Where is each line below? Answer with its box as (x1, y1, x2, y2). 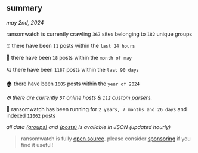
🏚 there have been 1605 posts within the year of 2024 (6, 80, 140, 87)
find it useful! (20, 141, 54, 148)
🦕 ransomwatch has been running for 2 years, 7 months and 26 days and (6, 105, 187, 112)
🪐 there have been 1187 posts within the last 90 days (6, 66, 139, 73)
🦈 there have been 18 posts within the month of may (6, 54, 132, 61)
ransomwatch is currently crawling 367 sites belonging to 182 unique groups (6, 30, 193, 38)
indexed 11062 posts (6, 112, 56, 119)
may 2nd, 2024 (6, 19, 44, 26)
